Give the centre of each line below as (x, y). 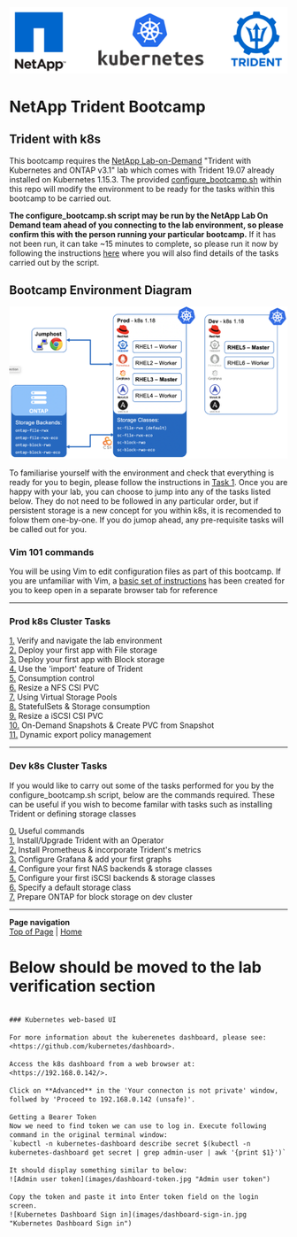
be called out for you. (48, 529)
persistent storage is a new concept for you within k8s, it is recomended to (145, 510)
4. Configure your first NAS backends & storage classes (111, 868)
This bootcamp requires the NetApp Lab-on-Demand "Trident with (130, 160)
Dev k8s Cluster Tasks (58, 766)
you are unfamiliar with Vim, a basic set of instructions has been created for (147, 581)
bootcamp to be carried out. (61, 198)
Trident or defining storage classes (73, 814)
